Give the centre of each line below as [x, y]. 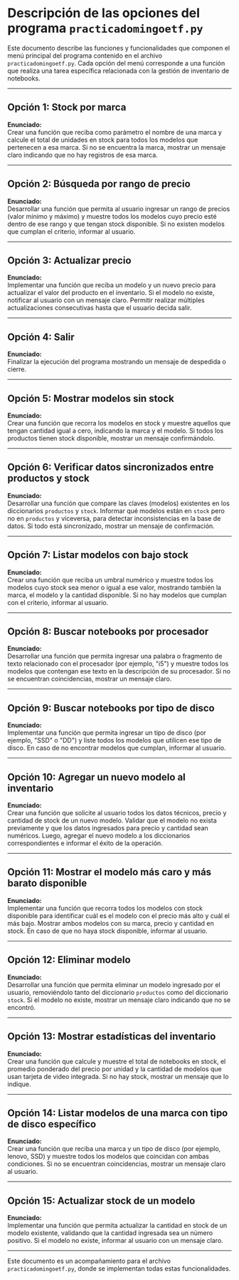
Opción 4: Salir [41, 337]
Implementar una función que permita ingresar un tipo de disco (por [107, 733]
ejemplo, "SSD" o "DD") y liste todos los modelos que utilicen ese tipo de [115, 740]
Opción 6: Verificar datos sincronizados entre [111, 467]
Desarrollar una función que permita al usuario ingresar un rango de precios [119, 209]
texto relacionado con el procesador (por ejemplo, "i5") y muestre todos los [118, 664]
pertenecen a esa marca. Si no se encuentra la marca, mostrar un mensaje [117, 147]
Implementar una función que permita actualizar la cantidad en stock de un [117, 1225]
